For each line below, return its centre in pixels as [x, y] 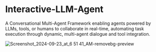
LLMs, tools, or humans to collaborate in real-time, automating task [75, 28]
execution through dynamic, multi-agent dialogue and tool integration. [78, 34]
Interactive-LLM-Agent [54, 9]
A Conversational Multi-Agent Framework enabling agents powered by [78, 23]
